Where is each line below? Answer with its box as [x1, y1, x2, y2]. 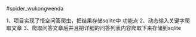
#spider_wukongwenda [6, 5, 64, 12]
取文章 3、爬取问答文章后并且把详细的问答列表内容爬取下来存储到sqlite [6, 25, 181, 31]
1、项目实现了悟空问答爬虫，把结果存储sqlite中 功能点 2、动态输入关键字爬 [6, 17, 190, 24]
